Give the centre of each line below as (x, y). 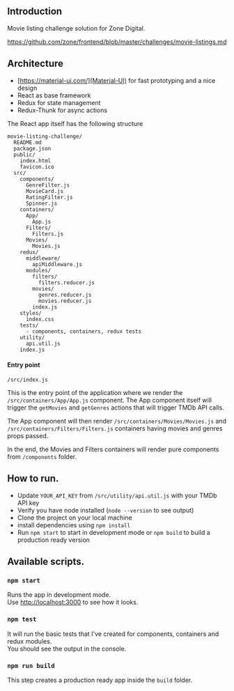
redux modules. (30, 641)
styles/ (31, 313)
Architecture (36, 64)
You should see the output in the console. (67, 649)
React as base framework (54, 95)
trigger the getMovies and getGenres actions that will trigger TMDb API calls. (116, 407)
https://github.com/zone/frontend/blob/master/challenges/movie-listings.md (117, 42)
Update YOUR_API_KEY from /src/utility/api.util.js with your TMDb (117, 495)
